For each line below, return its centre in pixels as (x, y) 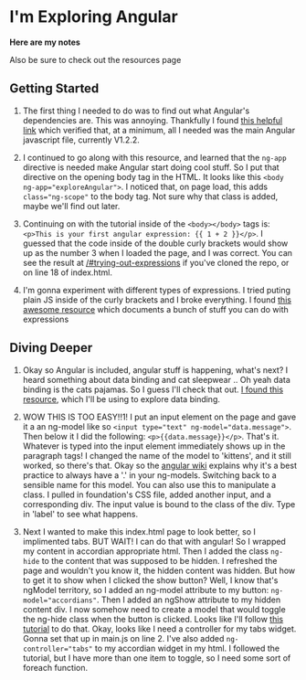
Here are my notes (45, 42)
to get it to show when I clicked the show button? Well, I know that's (150, 580)
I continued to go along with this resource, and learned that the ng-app (154, 157)
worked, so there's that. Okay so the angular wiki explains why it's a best (159, 465)
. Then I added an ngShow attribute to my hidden (189, 600)
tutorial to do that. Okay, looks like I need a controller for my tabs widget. (159, 629)
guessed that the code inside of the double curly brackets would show (155, 243)
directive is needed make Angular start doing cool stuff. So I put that (151, 167)
